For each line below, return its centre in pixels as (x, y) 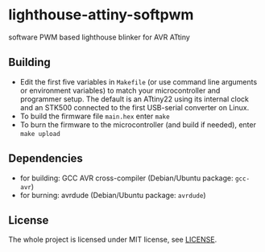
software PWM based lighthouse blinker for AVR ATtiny (99, 37)
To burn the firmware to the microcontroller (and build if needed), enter (138, 124)
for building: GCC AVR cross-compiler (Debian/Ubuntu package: (126, 178)
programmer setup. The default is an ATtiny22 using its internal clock (135, 99)
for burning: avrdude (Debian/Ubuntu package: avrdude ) (113, 195)
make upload (40, 134)
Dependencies (46, 159)
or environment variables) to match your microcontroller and (120, 90)
